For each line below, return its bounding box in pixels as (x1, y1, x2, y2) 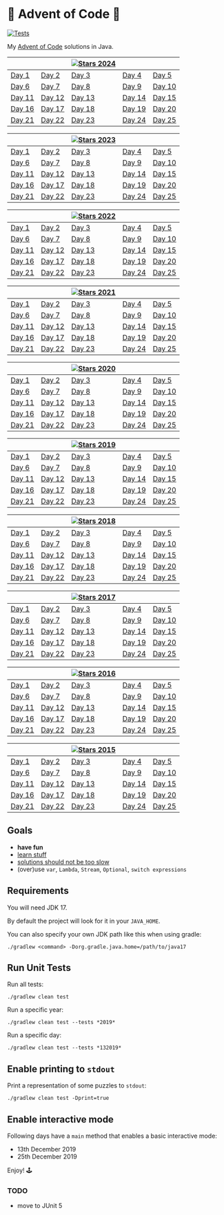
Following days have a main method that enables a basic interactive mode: (7, 1132, 217, 1140)
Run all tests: (7, 980, 43, 988)
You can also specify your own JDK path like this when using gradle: (7, 930, 202, 938)
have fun (17, 843, 43, 851)
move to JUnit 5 (17, 1202, 63, 1210)
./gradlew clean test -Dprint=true (7, 1095, 110, 1102)
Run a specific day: (7, 1031, 62, 1039)
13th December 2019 (17, 1145, 77, 1153)
